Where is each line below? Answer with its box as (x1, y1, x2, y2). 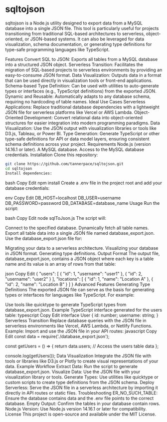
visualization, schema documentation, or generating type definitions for (5, 41, 152, 47)
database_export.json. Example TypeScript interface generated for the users (5, 307, 163, 313)
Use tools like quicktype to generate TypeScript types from (5, 301, 127, 308)
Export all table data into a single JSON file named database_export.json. (5, 230, 155, 236)
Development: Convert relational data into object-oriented (24, 114, 143, 120)
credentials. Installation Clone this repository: (5, 151, 98, 158)
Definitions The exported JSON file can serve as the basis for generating (5, 286, 155, 293)
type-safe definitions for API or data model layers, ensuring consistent (5, 136, 150, 142)
